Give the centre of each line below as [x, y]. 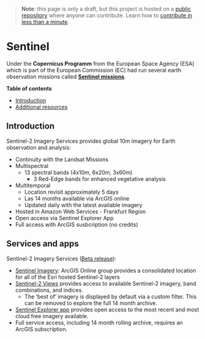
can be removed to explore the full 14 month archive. [91, 303]
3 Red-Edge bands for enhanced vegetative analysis [100, 179]
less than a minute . [45, 22]
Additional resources [41, 107]
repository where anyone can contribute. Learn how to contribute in [107, 15]
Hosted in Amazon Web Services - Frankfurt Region [80, 211]
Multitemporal [33, 185]
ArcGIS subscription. [41, 329]
